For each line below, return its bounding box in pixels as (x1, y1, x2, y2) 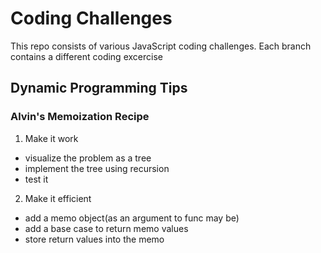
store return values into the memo (24, 233, 165, 245)
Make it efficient (24, 192, 92, 204)
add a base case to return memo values (24, 222, 189, 234)
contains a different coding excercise (10, 50, 163, 62)
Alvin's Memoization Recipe (10, 110, 150, 124)
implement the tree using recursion (24, 162, 170, 174)
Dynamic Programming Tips (10, 80, 188, 97)
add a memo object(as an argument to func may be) (24, 212, 240, 224)
